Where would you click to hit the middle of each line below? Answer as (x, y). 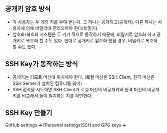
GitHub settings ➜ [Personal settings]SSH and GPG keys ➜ (66, 125)
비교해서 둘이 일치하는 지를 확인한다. (57, 96)
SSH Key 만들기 (29, 113)
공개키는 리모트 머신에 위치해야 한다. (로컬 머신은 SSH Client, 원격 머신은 (83, 77)
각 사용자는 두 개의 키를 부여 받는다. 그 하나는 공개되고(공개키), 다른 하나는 (84, 22)
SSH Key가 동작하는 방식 (42, 64)
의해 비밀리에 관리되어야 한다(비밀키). (62, 28)
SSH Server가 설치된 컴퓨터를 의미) (47, 83)
